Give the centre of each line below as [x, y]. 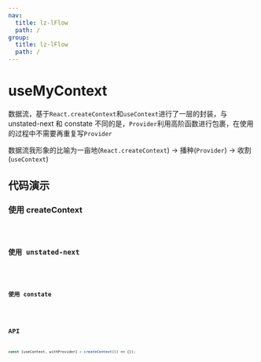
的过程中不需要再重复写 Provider [60, 133]
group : [19, 37]
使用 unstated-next [44, 252]
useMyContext [58, 91]
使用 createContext [45, 210]
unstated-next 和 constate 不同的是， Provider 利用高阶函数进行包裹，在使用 [131, 124]
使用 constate [30, 294]
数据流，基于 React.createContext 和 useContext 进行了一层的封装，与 [118, 113]
